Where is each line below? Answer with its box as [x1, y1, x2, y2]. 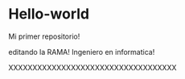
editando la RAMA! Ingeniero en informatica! [8, 47, 155, 56]
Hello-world [8, 5, 90, 23]
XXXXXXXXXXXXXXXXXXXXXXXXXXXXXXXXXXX [8, 62, 177, 73]
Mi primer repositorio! [8, 31, 80, 41]
